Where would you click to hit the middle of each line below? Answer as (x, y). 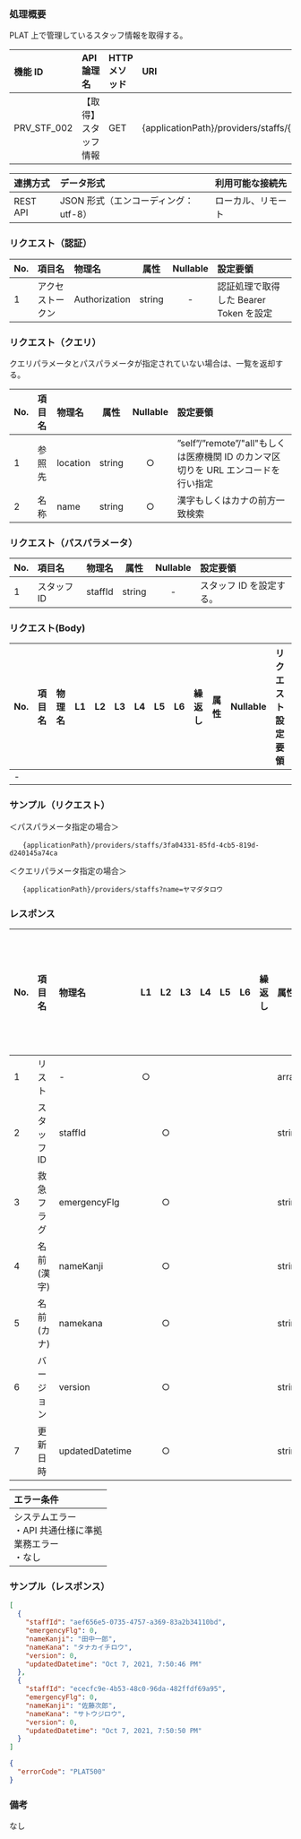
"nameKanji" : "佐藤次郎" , (71, 1705)
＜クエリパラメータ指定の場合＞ (68, 870)
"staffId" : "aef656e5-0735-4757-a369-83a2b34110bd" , (126, 1623)
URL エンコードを (243, 470)
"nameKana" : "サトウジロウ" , (76, 1714)
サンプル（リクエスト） (60, 806)
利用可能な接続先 (251, 184)
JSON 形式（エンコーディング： (127, 201)
